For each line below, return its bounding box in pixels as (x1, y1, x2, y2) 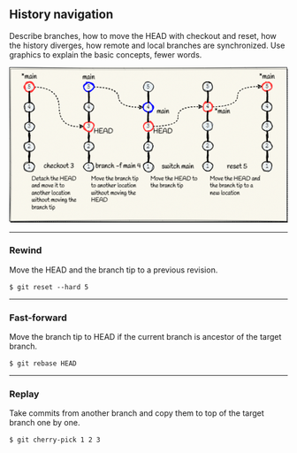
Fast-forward (9, 311, 68, 324)
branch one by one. (9, 418, 80, 428)
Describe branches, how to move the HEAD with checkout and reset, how (9, 30, 277, 41)
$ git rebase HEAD (9, 359, 77, 368)
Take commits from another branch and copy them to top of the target (9, 408, 265, 418)
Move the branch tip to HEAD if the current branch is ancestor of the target (9, 332, 282, 342)
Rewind (9, 244, 42, 257)
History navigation (9, 7, 113, 22)
